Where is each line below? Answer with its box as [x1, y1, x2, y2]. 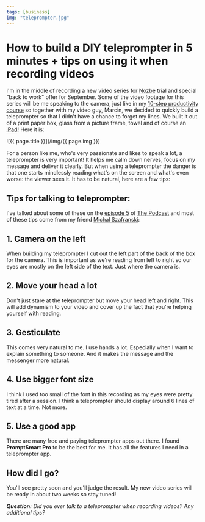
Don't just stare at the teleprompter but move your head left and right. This [6, 297, 193, 304]
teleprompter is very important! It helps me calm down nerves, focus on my [6, 156, 195, 164]
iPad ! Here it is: [6, 126, 45, 133]
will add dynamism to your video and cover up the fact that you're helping [6, 303, 192, 310]
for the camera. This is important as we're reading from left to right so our [6, 256, 192, 264]
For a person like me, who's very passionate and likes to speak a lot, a [6, 150, 182, 157]
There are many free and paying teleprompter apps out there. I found [6, 437, 180, 444]
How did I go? [6, 468, 59, 478]
